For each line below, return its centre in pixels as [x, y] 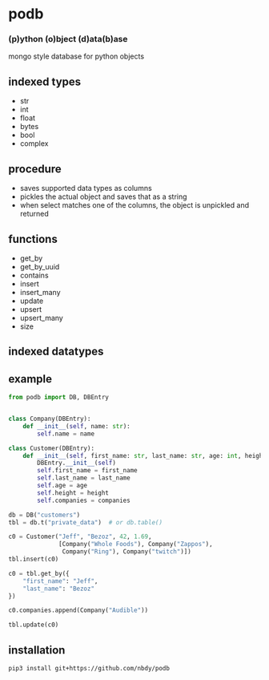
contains [34, 275]
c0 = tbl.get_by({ [39, 573]
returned [34, 214]
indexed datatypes [56, 352]
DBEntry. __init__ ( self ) [76, 463]
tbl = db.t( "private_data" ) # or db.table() [85, 522]
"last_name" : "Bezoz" [58, 589]
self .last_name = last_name [84, 478]
